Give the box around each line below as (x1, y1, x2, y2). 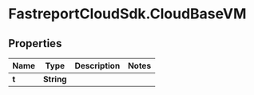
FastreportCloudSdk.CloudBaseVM (8, 5, 247, 23)
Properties (8, 37, 62, 50)
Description (74, 61, 121, 71)
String (42, 73, 67, 85)
